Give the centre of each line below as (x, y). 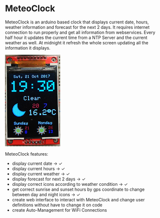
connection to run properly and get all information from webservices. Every (80, 32)
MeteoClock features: (27, 154)
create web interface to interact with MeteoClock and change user (78, 199)
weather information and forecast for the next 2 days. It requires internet (77, 27)
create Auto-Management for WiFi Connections (59, 210)
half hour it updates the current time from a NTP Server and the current (76, 38)
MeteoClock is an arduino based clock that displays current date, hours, (77, 22)
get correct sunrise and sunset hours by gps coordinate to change (78, 189)
